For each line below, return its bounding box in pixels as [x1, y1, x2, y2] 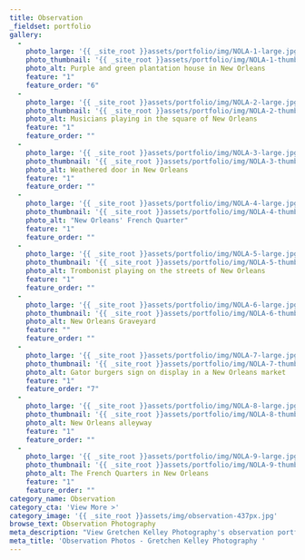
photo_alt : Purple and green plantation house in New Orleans [25, 64, 266, 74]
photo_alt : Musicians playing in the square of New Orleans [25, 114, 258, 123]
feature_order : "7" [25, 385, 100, 394]
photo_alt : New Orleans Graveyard [25, 317, 156, 327]
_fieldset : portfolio [9, 22, 92, 31]
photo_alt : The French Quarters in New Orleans [25, 469, 209, 478]
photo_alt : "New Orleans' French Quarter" [25, 215, 189, 225]
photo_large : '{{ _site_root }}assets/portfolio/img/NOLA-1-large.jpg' [25, 47, 302, 56]
